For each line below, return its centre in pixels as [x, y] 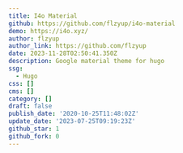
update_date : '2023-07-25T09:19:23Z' [72, 121]
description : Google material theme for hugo [86, 62]
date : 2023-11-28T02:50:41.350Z [63, 53]
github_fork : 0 [34, 136]
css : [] [21, 83]
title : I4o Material [43, 16]
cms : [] [21, 91]
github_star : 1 [34, 129]
